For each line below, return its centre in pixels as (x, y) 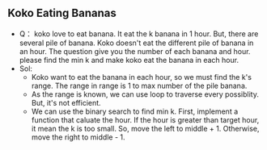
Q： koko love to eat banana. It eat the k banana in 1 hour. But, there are (139, 33)
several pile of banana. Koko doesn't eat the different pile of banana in (136, 43)
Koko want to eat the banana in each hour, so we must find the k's (142, 77)
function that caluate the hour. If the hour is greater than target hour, (145, 119)
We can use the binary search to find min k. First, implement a (135, 111)
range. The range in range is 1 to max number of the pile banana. (139, 85)
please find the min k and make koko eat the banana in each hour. (129, 60)
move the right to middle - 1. (78, 137)
